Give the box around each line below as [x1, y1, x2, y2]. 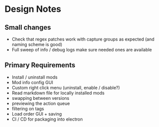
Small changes [4, 23, 51, 32]
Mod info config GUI [11, 79, 53, 85]
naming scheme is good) [11, 42, 63, 47]
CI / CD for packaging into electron [11, 116, 83, 122]
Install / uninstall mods [11, 74, 58, 80]
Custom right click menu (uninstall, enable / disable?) [11, 85, 120, 90]
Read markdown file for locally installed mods [11, 90, 105, 96]
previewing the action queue [11, 100, 70, 106]
